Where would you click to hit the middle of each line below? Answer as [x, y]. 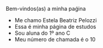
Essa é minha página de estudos [55, 27]
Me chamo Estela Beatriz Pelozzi [55, 20]
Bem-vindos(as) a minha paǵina [46, 9]
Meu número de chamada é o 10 [55, 39]
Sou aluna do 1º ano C [42, 33]
